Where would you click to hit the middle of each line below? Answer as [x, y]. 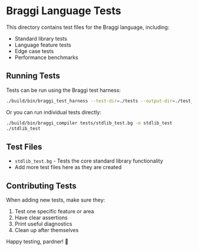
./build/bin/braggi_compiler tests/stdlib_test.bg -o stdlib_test [89, 123]
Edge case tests [34, 51]
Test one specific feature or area [54, 211]
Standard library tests [41, 38]
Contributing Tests [41, 186]
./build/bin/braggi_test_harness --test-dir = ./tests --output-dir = [91, 101]
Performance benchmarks [46, 57]
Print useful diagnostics [43, 224]
